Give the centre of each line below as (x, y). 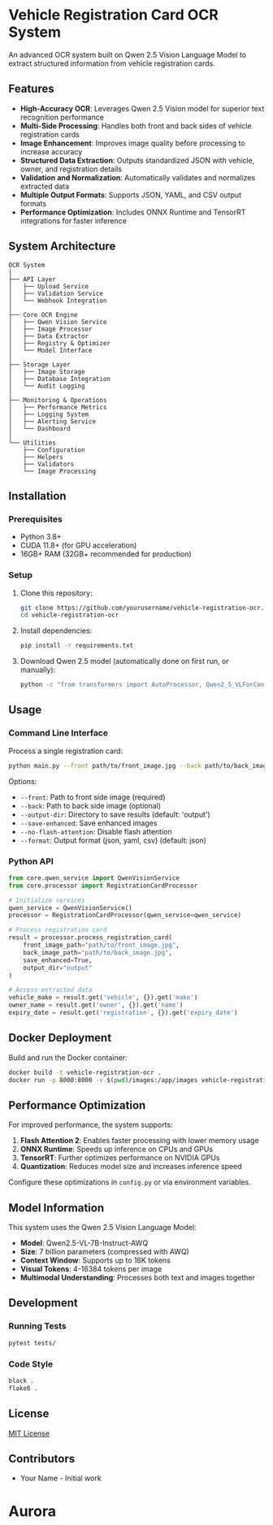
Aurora (32, 1511)
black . (22, 1380)
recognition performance (62, 117)
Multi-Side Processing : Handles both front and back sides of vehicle (136, 126)
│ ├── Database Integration (60, 379)
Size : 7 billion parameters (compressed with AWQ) (104, 1252)
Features (31, 89)
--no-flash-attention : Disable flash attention (96, 831)
